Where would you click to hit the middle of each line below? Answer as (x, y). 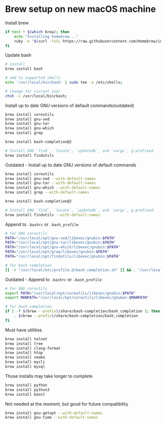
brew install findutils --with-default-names (53, 215)
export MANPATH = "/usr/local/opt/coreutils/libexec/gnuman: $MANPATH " (77, 298)
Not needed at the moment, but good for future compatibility (67, 404)
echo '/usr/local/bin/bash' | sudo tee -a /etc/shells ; (64, 83)
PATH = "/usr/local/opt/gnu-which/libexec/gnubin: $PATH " (63, 247)
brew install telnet (26, 339)
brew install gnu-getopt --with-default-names (54, 413)
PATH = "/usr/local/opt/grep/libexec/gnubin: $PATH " (57, 252)
